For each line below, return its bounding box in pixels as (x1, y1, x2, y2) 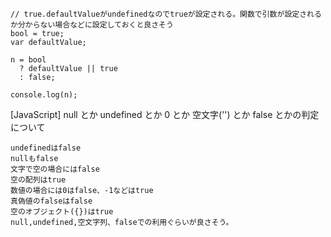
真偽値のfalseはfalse (10, 196, 93, 206)
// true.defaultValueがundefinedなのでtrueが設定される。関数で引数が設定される (10, 9, 322, 19)
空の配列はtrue (10, 175, 67, 185)
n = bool (10, 55, 47, 65)
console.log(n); (10, 90, 78, 100)
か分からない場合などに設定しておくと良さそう (10, 20, 174, 30)
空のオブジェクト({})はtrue (10, 207, 114, 217)
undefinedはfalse (10, 143, 82, 153)
